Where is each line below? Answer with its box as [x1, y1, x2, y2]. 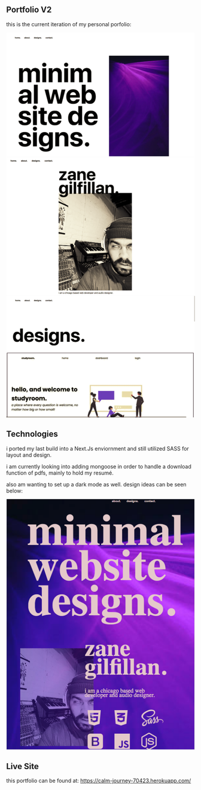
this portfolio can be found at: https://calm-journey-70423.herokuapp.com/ [6, 777, 191, 785]
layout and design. [6, 451, 52, 458]
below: [6, 487, 23, 494]
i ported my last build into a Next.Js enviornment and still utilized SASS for [6, 445, 190, 452]
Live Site [6, 761, 39, 771]
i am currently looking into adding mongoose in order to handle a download [6, 463, 191, 470]
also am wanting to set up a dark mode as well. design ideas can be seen [6, 480, 187, 488]
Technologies [6, 429, 59, 439]
